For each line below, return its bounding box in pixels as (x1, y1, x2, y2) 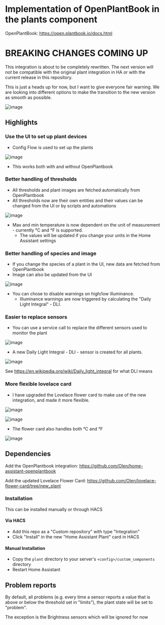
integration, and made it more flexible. (12, 397, 90, 403)
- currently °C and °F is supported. (12, 227, 83, 233)
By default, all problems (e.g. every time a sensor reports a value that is (5, 594, 151, 600)
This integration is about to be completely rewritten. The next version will (5, 64, 154, 70)
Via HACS (5, 517, 26, 524)
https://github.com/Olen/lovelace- (87, 477, 157, 483)
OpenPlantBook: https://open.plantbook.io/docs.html (5, 30, 113, 36)
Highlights (5, 118, 38, 127)
